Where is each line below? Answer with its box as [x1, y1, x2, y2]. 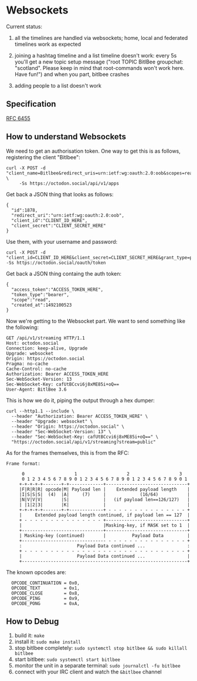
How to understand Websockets [6, 132, 126, 142]
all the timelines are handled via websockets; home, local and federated [14, 34, 188, 41]
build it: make [14, 632, 45, 639]
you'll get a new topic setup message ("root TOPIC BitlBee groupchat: [14, 58, 184, 65]
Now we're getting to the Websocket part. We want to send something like [6, 317, 186, 324]
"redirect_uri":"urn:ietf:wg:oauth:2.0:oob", [11, 212, 125, 218]
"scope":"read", [11, 297, 51, 303]
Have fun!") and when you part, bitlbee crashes [14, 71, 130, 78]
